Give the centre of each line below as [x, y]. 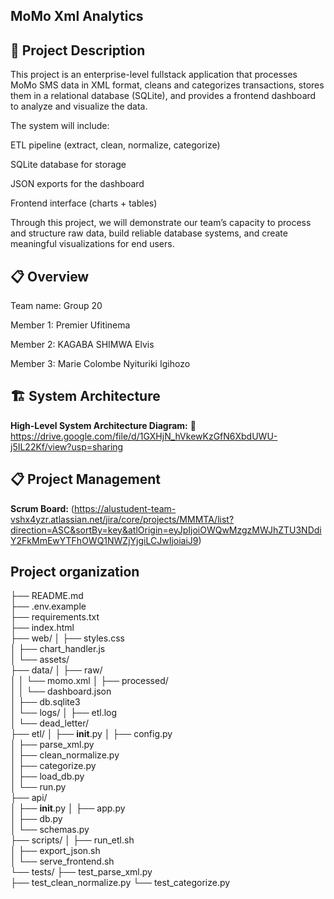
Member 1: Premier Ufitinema [70, 325]
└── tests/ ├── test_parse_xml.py [81, 872]
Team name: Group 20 [56, 306]
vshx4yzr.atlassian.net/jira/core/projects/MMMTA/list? [122, 519]
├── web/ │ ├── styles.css [67, 638]
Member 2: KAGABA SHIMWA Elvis [82, 345]
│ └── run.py [38, 787]
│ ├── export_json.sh [55, 851]
